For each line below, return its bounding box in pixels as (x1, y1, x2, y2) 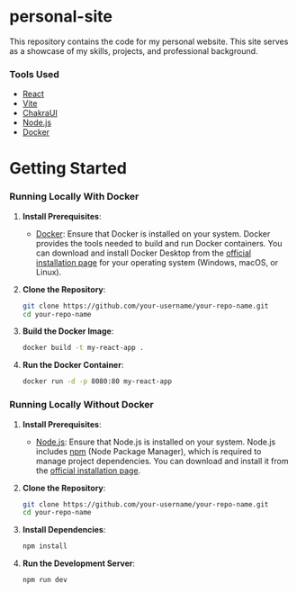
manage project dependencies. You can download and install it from (35, 455, 289, 466)
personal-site (9, 6, 112, 27)
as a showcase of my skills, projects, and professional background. (9, 45, 258, 56)
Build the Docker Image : (22, 326, 114, 336)
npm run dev (22, 576, 67, 585)
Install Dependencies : (22, 525, 106, 535)
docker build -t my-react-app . (22, 344, 144, 353)
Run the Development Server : (22, 558, 136, 569)
